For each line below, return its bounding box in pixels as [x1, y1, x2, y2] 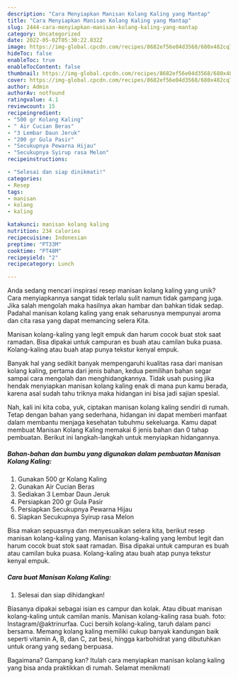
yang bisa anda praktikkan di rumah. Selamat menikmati [7, 663, 171, 672]
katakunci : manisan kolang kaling [7, 221, 110, 228]
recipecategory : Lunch [7, 261, 74, 268]
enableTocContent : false [7, 63, 81, 70]
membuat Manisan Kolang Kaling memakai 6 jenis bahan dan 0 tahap [7, 425, 209, 434]
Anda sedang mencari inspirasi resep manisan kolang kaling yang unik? [7, 286, 216, 295]
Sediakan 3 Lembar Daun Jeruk [17, 490, 110, 499]
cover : [7, 76, 27, 84]
